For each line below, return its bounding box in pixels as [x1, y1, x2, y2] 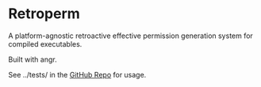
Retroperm [8, 5, 81, 23]
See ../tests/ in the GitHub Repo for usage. [8, 70, 147, 79]
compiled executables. [8, 39, 83, 48]
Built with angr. [8, 55, 57, 64]
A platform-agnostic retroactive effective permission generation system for [8, 31, 254, 40]
